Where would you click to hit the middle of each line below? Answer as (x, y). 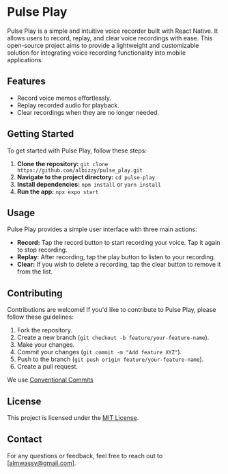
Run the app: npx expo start (58, 192)
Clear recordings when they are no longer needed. (88, 112)
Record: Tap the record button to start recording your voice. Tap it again (118, 243)
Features (26, 82)
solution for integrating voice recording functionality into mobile (97, 53)
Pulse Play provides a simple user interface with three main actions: (102, 229)
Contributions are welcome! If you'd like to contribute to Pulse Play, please (112, 310)
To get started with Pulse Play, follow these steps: (77, 150)
